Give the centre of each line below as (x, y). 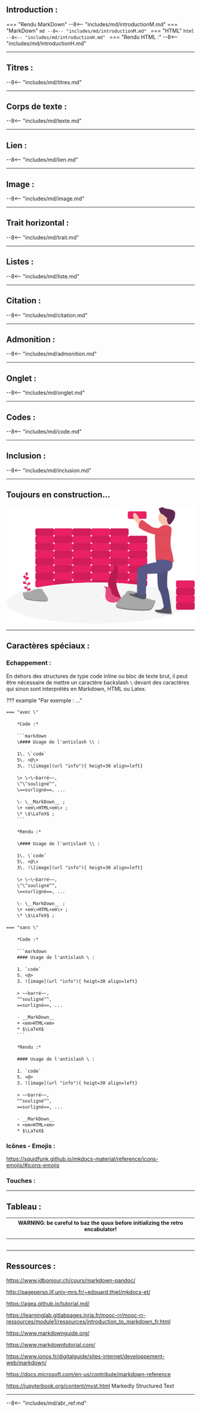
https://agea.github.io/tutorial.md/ (48, 1304)
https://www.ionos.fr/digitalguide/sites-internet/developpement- (86, 1356)
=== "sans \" (22, 927)
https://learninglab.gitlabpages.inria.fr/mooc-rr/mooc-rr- (76, 1315)
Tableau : (24, 1206)
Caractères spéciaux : (48, 646)
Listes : (20, 262)
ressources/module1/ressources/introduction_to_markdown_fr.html (89, 1322)
